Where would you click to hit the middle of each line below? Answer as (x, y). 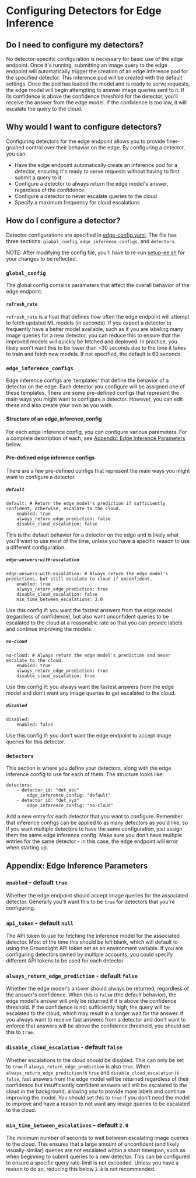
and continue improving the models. (49, 629)
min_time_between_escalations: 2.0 (60, 599)
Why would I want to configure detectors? (84, 127)
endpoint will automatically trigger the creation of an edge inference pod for (97, 71)
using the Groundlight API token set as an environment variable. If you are (95, 948)
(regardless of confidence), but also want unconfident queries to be (87, 616)
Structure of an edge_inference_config (54, 419)
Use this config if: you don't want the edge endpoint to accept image (89, 735)
